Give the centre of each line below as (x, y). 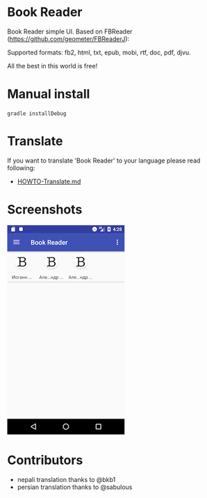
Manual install (49, 94)
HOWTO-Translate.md (49, 181)
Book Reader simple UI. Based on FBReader (70, 31)
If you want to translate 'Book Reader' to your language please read (104, 160)
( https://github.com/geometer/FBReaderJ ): (68, 38)
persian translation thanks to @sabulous (75, 487)
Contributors (45, 460)
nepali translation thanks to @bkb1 (66, 479)
